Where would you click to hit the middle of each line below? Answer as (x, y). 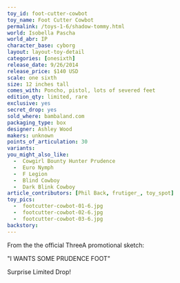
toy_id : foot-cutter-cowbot (48, 13)
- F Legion (31, 174)
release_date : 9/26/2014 (43, 65)
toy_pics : (21, 200)
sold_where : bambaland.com (46, 116)
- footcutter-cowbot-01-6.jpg (58, 206)
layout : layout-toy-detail (46, 52)
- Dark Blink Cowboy (44, 187)
